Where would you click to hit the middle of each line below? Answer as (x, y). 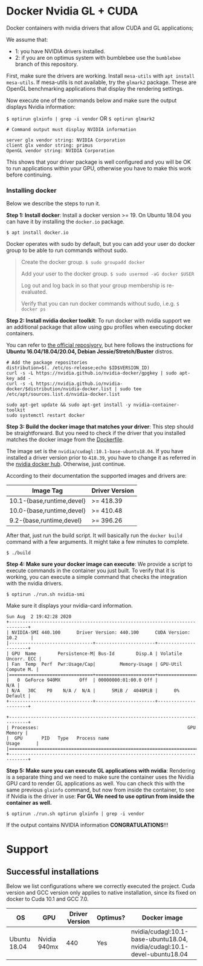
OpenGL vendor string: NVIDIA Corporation (60, 150)
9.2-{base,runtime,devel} (46, 521)
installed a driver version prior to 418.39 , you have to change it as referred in (101, 458)
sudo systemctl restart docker (46, 416)
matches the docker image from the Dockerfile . (65, 440)
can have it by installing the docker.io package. (66, 222)
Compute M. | (23, 670)
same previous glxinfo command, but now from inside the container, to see (100, 790)
